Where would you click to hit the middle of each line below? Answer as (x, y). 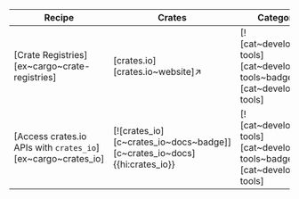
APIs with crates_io (55, 148)
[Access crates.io (50, 136)
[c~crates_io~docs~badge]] (172, 142)
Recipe (59, 17)
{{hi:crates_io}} (144, 164)
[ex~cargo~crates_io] (59, 158)
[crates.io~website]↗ (157, 72)
